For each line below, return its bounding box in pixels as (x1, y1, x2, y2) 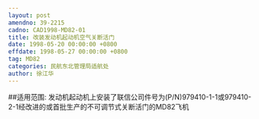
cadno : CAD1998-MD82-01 (8, 26, 86, 34)
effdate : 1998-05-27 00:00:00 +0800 (8, 48, 128, 56)
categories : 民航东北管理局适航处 (8, 63, 109, 70)
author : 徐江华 (8, 70, 54, 78)
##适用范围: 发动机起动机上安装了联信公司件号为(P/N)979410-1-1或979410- (8, 92, 252, 102)
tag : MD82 (8, 56, 41, 63)
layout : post (8, 11, 51, 20)
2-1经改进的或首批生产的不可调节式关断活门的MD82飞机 (8, 102, 190, 111)
